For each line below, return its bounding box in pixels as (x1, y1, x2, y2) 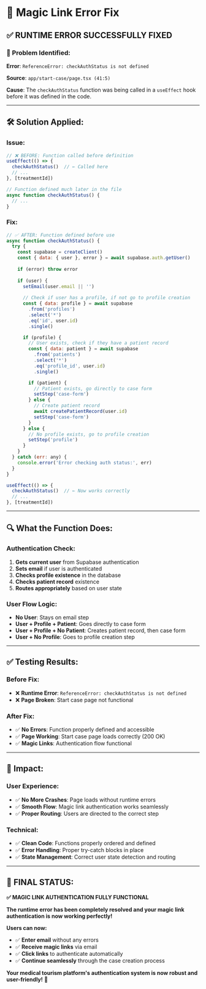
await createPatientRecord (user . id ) (33, 408, 128, 415)
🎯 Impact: (6, 764, 44, 774)
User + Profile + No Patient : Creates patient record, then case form (15, 627, 186, 635)
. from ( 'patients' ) (33, 351, 81, 358)
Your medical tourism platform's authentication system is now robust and (6, 969, 198, 976)
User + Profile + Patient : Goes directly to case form (15, 620, 146, 628)
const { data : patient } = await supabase (28, 346, 139, 352)
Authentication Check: (6, 544, 75, 553)
